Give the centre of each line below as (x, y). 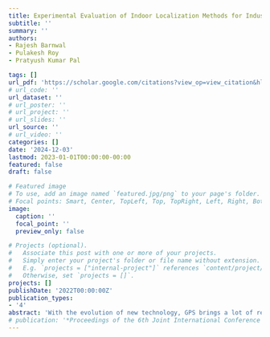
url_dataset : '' (35, 97)
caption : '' (36, 216)
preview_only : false (50, 231)
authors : (23, 38)
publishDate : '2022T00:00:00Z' (61, 290)
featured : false (35, 164)
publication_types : (41, 298)
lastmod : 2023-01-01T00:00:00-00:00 (70, 157)
